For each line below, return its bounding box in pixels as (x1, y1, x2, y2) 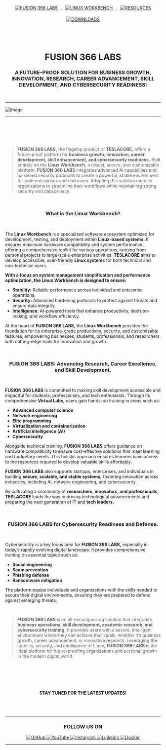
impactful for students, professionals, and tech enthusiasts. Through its (5, 393, 150, 398)
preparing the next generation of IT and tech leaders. (5, 499, 115, 505)
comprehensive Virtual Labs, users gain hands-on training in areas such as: (5, 398, 160, 404)
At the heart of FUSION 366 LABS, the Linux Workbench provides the (5, 322, 148, 328)
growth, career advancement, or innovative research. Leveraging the (17, 637, 157, 643)
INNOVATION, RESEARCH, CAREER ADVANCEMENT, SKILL (11, 76, 155, 82)
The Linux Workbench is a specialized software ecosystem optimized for (5, 231, 155, 237)
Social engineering (12, 562, 52, 568)
